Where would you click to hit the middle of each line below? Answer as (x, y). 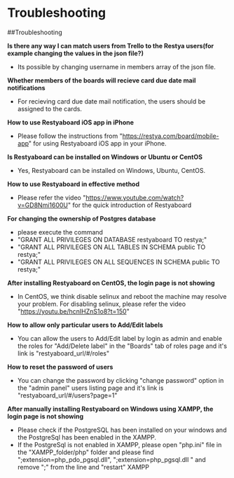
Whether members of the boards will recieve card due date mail (102, 80)
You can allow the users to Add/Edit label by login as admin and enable (120, 338)
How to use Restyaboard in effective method (74, 184)
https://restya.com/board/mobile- (171, 136)
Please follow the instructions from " (70, 136)
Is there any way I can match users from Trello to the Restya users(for (111, 45)
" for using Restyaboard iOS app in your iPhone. (97, 143)
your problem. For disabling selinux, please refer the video (102, 304)
